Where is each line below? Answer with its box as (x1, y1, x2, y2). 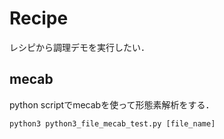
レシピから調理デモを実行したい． (9, 41, 150, 53)
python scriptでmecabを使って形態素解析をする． (9, 98, 215, 111)
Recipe (9, 7, 69, 30)
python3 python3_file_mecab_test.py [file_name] (9, 118, 216, 129)
